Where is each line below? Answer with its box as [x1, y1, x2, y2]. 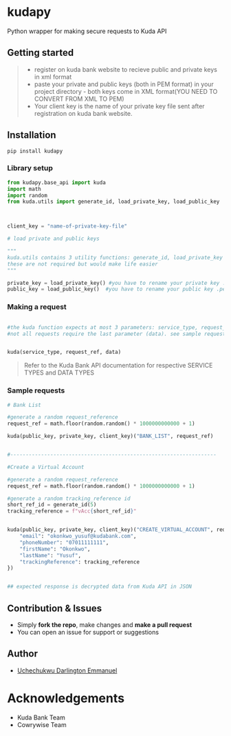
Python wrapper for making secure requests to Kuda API [7, 27, 167, 35]
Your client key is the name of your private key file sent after [34, 101, 205, 110]
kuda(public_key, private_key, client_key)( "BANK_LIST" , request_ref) [7, 432, 214, 440]
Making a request [7, 302, 67, 312]
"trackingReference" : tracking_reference [19, 558, 140, 566]
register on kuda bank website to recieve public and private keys [34, 65, 218, 73]
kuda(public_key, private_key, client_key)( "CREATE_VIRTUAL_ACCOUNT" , [7, 526, 214, 533]
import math [7, 186, 41, 192]
